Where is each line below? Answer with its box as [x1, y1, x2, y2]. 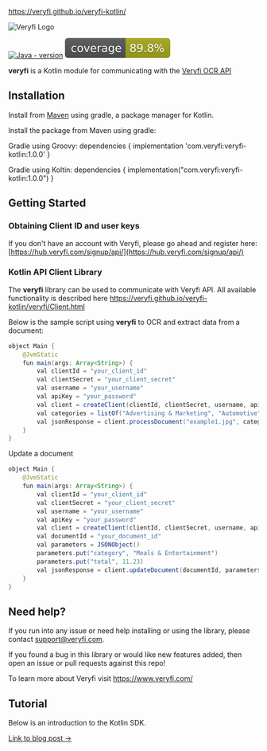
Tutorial [8, 697, 48, 710]
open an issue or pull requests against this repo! [8, 659, 166, 668]
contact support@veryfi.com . [8, 635, 105, 644]
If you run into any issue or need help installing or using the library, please [8, 626, 250, 636]
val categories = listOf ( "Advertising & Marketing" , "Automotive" [37, 409, 261, 417]
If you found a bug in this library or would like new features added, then [8, 650, 242, 659]
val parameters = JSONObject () [37, 541, 141, 549]
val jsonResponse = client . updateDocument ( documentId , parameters [37, 565, 261, 574]
